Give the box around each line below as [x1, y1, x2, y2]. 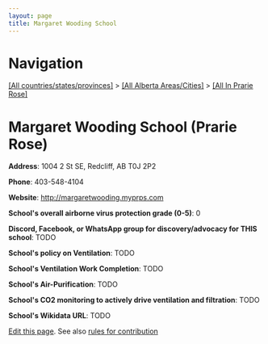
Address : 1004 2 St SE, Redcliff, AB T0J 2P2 [8, 162, 157, 171]
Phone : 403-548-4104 [8, 177, 85, 187]
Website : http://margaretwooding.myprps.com [8, 193, 164, 203]
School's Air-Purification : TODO [8, 279, 119, 289]
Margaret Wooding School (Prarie [8, 118, 237, 136]
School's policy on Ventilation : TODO [8, 248, 136, 258]
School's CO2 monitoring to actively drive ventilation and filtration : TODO [8, 296, 260, 305]
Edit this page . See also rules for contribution [8, 326, 159, 336]
